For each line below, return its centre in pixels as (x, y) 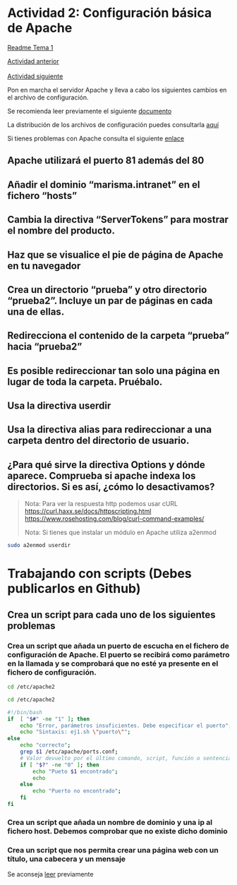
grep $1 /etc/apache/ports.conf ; (69, 752)
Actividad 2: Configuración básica (110, 13)
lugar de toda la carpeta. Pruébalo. (85, 381)
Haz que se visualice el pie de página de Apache (115, 254)
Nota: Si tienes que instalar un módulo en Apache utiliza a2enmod (120, 532)
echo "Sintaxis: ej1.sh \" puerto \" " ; (75, 732)
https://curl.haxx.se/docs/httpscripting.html (88, 511)
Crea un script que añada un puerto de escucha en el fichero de (118, 646)
